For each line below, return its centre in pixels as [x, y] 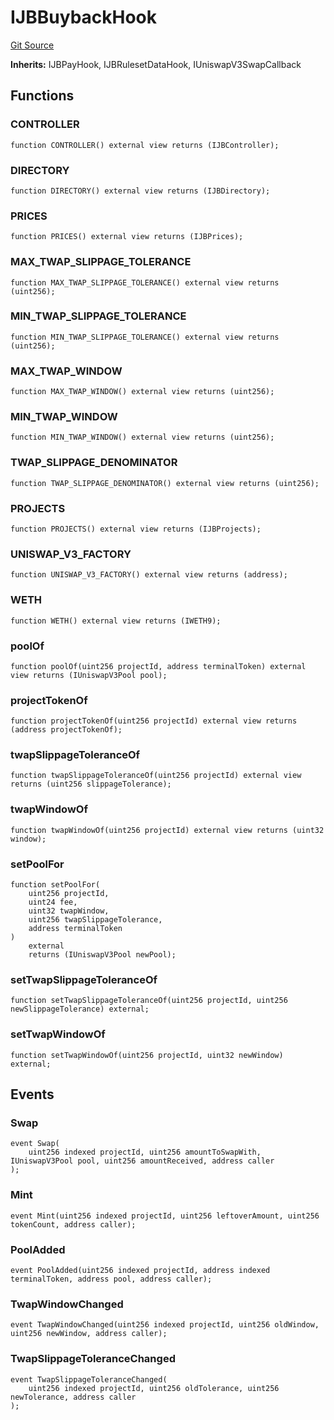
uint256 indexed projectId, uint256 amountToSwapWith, [145, 1152]
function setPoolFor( [55, 885]
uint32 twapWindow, [69, 911]
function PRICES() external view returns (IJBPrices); [127, 237]
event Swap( [35, 1144]
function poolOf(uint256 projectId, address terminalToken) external [158, 666]
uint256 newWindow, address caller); [89, 1334]
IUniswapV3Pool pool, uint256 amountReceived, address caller [142, 1161]
